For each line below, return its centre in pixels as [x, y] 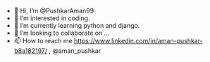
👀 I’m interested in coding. [52, 18]
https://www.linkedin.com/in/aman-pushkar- [138, 41]
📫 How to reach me [43, 41]
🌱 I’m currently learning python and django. [77, 25]
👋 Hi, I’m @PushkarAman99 [54, 11]
